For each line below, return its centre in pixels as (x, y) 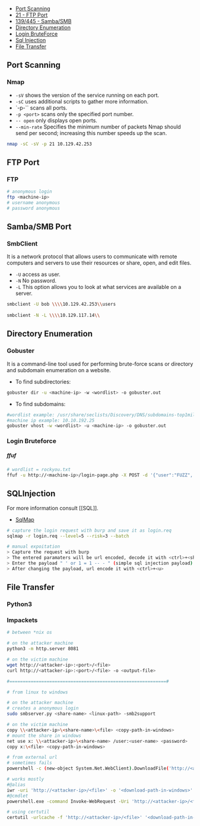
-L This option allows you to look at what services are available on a (98, 287)
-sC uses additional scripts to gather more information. (82, 101)
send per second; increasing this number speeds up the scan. (91, 133)
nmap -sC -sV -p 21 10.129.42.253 (50, 144)
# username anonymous (34, 203)
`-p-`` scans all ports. (41, 108)
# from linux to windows (37, 692)
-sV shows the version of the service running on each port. (87, 95)
